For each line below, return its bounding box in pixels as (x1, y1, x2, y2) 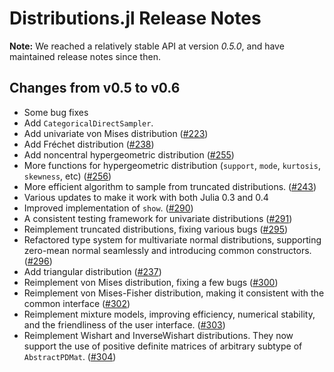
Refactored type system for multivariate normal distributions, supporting (23, 233, 322, 246)
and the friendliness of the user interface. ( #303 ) (23, 318, 226, 331)
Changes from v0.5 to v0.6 (9, 80, 181, 97)
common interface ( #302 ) (23, 297, 131, 309)
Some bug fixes (23, 106, 89, 118)
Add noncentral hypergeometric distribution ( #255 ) (23, 148, 235, 161)
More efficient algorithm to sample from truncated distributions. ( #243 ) (23, 180, 317, 192)
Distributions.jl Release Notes (9, 7, 262, 30)
